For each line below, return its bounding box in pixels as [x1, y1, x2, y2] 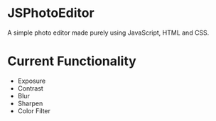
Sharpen [17, 99, 43, 108]
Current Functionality [7, 53, 136, 69]
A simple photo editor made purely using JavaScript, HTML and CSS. [7, 28, 210, 37]
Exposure [17, 76, 46, 85]
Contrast [17, 83, 44, 93]
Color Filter [17, 106, 51, 115]
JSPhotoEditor [7, 5, 94, 21]
